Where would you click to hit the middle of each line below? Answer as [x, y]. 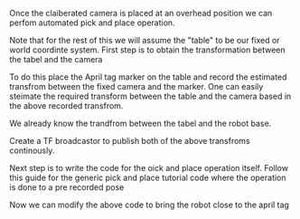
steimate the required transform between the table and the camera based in [150, 96]
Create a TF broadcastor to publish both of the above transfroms [130, 141]
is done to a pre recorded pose [67, 187]
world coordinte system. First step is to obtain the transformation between [147, 50]
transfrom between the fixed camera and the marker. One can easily [136, 86]
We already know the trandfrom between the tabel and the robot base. [141, 123]
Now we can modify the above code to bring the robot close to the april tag [149, 205]
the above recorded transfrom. [66, 106]
